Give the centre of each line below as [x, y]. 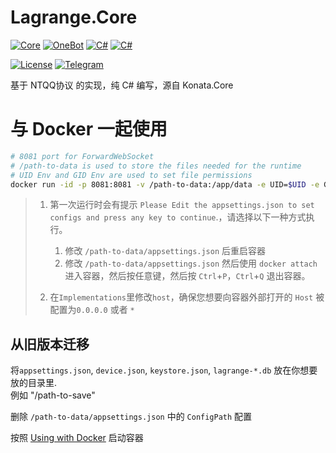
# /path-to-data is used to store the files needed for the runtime [156, 166]
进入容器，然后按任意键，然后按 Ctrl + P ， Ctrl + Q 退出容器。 [187, 276]
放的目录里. [34, 383]
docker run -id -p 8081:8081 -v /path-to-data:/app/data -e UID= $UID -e [165, 184]
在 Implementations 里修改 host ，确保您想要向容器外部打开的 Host [181, 297]
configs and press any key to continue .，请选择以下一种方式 [178, 217]
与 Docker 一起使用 [89, 129]
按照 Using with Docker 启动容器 [77, 438]
